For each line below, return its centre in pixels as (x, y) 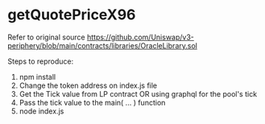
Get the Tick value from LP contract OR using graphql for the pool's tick (138, 93)
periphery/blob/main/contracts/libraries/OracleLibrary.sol (103, 45)
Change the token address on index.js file (88, 85)
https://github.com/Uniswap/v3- (141, 37)
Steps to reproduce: (41, 61)
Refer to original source (46, 37)
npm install (37, 76)
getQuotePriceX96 (72, 15)
